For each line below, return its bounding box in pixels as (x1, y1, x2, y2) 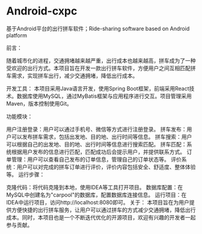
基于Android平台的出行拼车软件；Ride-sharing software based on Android (6, 25, 190, 32)
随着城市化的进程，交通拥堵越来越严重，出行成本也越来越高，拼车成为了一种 (6, 57, 196, 64)
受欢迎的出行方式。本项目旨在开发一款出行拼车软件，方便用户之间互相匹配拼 (6, 65, 196, 72)
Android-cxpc (6, 4, 78, 18)
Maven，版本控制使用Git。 (6, 100, 72, 107)
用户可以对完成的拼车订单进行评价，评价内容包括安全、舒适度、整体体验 (16, 163, 196, 170)
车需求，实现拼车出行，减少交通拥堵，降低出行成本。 (6, 72, 138, 79)
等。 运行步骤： (6, 171, 45, 178)
